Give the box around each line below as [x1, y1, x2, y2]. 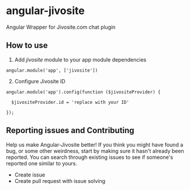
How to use [6, 40, 48, 50]
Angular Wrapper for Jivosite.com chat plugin [6, 23, 116, 30]
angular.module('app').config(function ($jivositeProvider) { [6, 89, 161, 95]
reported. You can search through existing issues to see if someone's [6, 154, 174, 161]
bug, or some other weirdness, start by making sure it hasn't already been [6, 147, 184, 154]
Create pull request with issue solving [14, 177, 106, 184]
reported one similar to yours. [6, 160, 78, 167]
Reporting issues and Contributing [6, 125, 134, 135]
